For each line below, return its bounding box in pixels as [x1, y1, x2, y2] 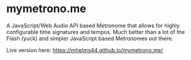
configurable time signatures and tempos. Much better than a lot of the [6, 28, 185, 35]
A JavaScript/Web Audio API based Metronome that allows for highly [6, 22, 180, 29]
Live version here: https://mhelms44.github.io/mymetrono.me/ [6, 46, 163, 53]
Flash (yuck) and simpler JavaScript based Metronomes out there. [6, 35, 173, 42]
